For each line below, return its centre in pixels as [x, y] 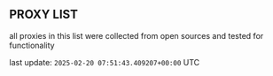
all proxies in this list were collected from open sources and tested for [136, 35]
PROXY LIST [43, 15]
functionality [32, 45]
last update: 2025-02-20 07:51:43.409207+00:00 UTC [105, 62]
